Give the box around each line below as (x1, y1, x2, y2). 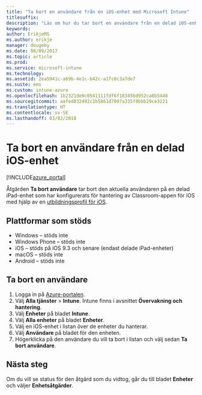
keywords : (6, 25, 31, 32)
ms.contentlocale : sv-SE (6, 110, 69, 116)
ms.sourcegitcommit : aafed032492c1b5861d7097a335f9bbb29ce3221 (6, 98, 168, 104)
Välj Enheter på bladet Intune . (14, 309, 90, 317)
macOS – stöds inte (14, 251, 63, 258)
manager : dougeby (6, 43, 50, 49)
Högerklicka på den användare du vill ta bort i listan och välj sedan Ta (14, 335, 188, 343)
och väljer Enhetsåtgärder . (6, 382, 73, 389)
